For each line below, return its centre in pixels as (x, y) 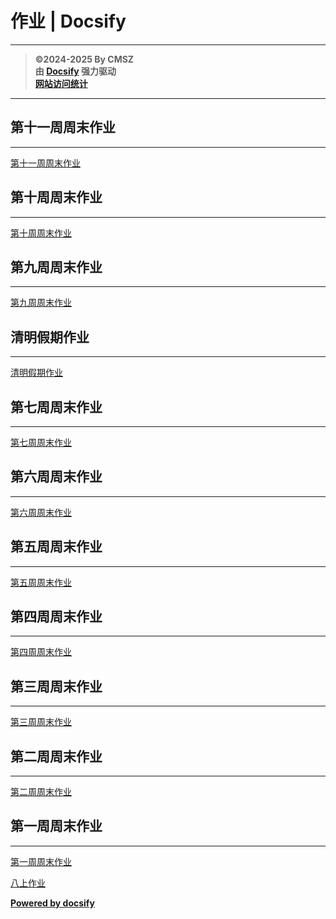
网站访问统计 (61, 83)
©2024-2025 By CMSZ (84, 59)
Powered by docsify (52, 903)
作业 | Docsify (68, 21)
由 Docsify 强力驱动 (75, 71)
